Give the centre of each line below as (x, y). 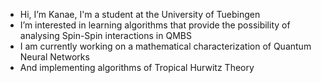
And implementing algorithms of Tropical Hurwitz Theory (137, 67)
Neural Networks (54, 57)
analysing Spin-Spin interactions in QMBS (105, 35)
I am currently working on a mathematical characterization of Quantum (165, 46)
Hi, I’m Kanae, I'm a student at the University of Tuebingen (140, 14)
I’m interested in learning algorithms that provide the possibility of (155, 25)
